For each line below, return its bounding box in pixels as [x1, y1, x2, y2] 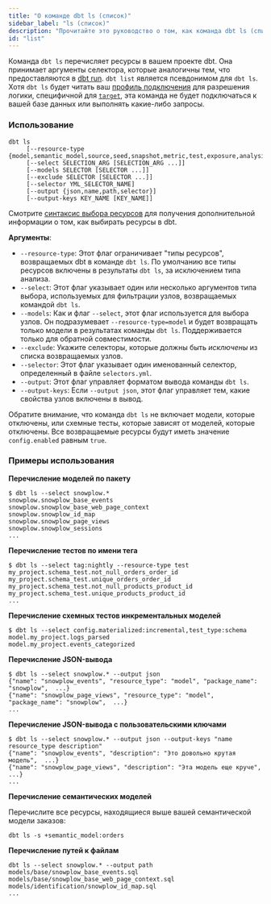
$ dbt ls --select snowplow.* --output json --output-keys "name [8, 735, 232, 743]
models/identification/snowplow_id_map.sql [8, 882, 157, 890]
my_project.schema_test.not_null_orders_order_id [8, 568, 179, 577]
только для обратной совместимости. [19, 334, 152, 344]
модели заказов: [8, 815, 66, 825]
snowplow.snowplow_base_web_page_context [8, 503, 150, 511]
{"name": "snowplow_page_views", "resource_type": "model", [8, 691, 215, 699]
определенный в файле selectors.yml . [19, 368, 152, 377]
